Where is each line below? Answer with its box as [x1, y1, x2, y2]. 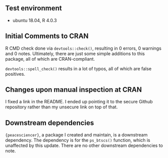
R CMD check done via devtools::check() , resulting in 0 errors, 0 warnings [5, 45, 161, 51]
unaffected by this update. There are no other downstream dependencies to [5, 142, 163, 148]
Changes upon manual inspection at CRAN [5, 85, 142, 94]
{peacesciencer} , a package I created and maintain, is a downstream [5, 132, 148, 138]
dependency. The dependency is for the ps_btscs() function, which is [5, 137, 150, 143]
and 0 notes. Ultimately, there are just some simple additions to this [5, 50, 145, 57]
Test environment [5, 4, 62, 13]
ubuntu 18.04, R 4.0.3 [12, 17, 57, 23]
